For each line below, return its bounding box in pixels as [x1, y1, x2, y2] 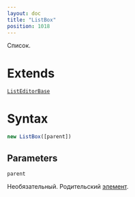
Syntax [7, 111, 48, 127]
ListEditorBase [7, 88, 50, 95]
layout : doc [7, 10, 41, 17]
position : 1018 [7, 23, 50, 29]
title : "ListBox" [7, 16, 57, 23]
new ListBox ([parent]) [7, 133, 72, 140]
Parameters [7, 152, 58, 164]
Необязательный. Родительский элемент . [7, 182, 129, 190]
